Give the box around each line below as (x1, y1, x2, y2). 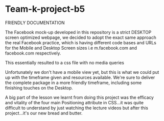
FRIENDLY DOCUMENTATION (5, 20, 65, 26)
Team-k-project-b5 (5, 3, 85, 15)
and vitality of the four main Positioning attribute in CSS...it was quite (5, 99, 144, 105)
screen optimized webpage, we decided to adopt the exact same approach (5, 34, 157, 40)
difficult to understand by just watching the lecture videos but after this (5, 105, 148, 111)
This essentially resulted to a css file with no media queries (5, 60, 124, 65)
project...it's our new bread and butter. (5, 110, 83, 116)
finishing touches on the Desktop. (5, 85, 73, 91)
